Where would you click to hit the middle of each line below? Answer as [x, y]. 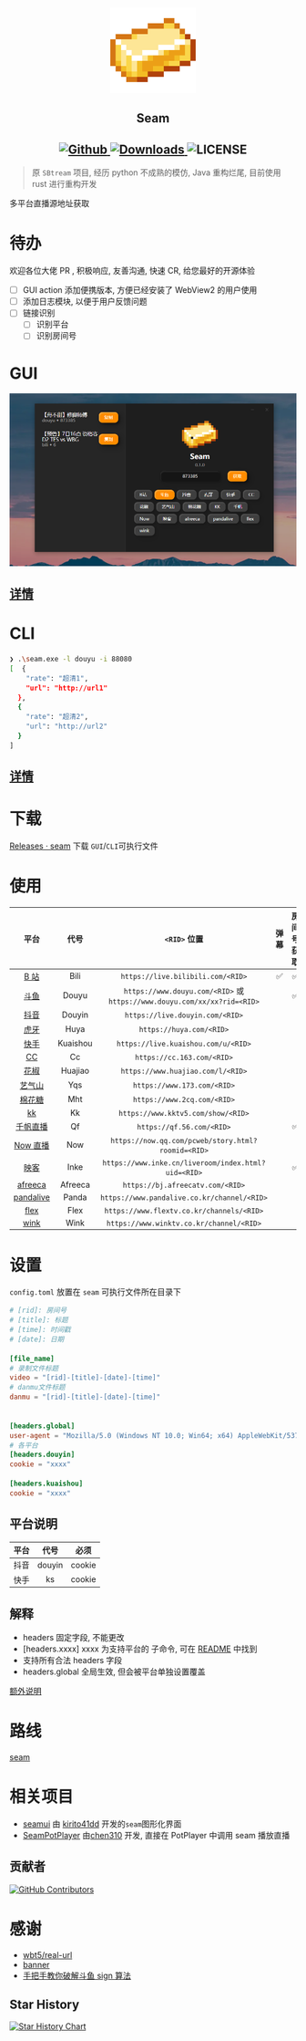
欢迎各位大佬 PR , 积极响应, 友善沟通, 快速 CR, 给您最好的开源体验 [132, 271]
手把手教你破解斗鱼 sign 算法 [77, 1975]
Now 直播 [31, 1145]
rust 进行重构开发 [64, 184]
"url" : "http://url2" [66, 727]
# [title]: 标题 [39, 1320]
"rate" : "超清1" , [57, 678]
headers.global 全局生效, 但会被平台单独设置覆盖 [114, 1671]
